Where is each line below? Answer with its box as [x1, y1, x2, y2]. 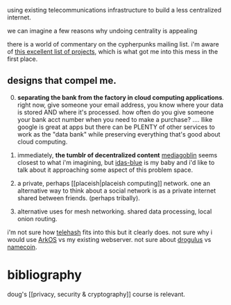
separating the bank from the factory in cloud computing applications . [17, 93, 224, 101]
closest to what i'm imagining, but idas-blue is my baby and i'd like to [17, 158, 215, 166]
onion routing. [17, 214, 58, 223]
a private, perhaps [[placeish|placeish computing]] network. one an [17, 179, 210, 187]
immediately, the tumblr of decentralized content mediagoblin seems [17, 150, 218, 159]
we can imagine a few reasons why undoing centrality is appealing [7, 27, 198, 35]
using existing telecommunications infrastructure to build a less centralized [7, 6, 222, 14]
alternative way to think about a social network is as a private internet [17, 186, 216, 195]
